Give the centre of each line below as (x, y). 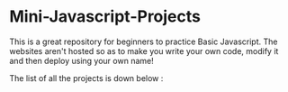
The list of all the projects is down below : (86, 78)
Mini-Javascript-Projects (105, 17)
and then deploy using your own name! (82, 60)
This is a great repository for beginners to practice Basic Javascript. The (144, 41)
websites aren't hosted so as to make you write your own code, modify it (144, 51)
